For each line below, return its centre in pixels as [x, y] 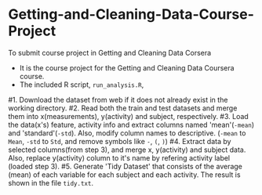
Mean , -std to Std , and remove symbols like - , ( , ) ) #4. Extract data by [120, 141]
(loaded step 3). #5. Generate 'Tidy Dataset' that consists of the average [126, 166]
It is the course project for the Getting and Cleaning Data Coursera [127, 67]
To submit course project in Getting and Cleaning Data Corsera [110, 52]
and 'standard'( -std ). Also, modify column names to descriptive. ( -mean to [127, 133]
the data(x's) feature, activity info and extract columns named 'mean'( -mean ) [131, 125]
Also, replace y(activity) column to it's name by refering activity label [119, 157]
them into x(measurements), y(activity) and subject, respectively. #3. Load [128, 116]
